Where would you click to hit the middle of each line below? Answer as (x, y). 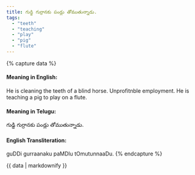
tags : (13, 18)
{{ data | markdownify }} (37, 166)
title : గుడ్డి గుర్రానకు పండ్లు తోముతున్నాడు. (52, 12)
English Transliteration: (37, 140)
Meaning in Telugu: (31, 111)
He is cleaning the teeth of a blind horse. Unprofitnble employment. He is (98, 91)
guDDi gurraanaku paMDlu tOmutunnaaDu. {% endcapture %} (84, 154)
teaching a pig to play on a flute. (47, 98)
